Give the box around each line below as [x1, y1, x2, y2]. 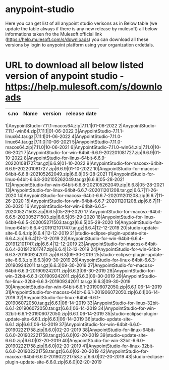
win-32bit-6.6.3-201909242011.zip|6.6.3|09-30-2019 [5, 273, 115, 279]
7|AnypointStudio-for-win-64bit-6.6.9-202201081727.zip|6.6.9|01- [24, 149, 161, 155]
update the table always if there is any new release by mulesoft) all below [5, 25, 158, 31]
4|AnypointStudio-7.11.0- [71, 133, 123, 140]
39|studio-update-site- [100, 332, 148, 338]
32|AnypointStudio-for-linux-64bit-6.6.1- [16, 294, 101, 300]
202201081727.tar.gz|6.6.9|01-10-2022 [5, 160, 86, 166]
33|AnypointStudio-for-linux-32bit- [87, 300, 160, 306]
